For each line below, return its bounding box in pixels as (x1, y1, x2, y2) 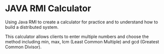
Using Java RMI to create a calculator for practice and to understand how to (5, 19, 158, 25)
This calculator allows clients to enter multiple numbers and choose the (5, 34, 149, 39)
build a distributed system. (5, 24, 59, 30)
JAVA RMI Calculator (5, 3, 92, 14)
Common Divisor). (5, 44, 42, 50)
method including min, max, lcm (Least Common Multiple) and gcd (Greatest (5, 38, 159, 44)
